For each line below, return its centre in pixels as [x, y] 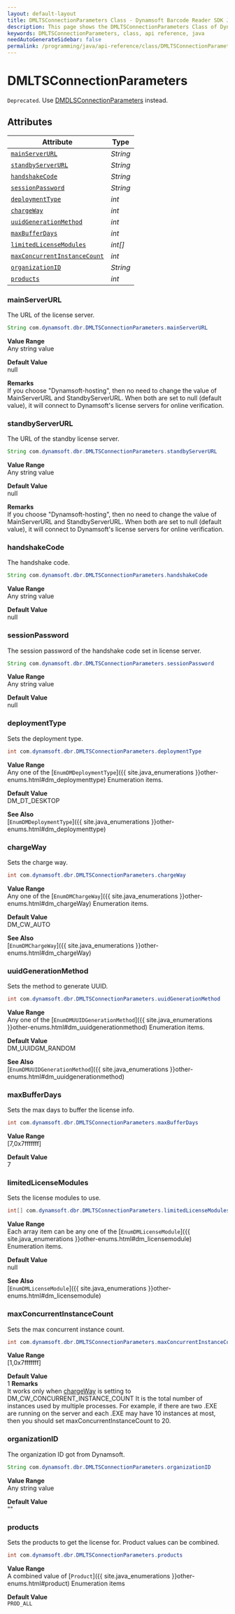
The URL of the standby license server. [63, 439]
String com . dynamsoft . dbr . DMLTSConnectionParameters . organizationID [109, 1467]
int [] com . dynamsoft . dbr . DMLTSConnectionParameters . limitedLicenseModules [119, 1211]
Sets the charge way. [38, 862]
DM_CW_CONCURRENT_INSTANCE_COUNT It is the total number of [105, 1399]
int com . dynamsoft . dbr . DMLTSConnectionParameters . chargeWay [97, 875]
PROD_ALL [20, 1604]
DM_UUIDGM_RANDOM [41, 1048]
